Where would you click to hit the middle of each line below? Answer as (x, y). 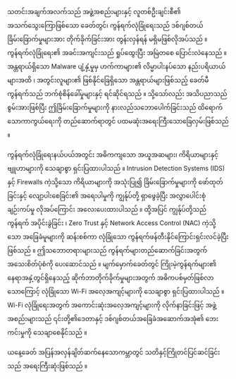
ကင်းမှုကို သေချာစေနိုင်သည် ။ (47, 332)
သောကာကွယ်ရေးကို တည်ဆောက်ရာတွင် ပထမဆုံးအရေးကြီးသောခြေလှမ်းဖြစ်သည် (118, 121)
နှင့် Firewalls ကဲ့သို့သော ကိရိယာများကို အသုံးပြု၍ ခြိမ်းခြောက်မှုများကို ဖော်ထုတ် (115, 182)
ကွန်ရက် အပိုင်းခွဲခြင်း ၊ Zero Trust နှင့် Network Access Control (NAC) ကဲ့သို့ (112, 223)
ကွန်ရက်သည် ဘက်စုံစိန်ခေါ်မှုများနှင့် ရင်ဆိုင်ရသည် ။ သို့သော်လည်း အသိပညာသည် (117, 94)
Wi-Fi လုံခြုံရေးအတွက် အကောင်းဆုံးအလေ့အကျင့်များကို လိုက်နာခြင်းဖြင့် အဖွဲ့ (112, 305)
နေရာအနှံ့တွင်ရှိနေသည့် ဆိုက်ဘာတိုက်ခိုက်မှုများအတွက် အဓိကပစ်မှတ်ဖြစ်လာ (111, 278)
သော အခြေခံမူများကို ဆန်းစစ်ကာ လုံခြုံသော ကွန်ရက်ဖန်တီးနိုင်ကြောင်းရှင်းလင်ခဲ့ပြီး (118, 236)
